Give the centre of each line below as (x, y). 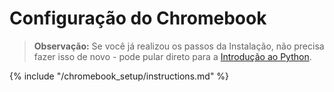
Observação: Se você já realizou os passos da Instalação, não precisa (179, 46)
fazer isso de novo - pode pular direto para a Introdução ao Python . (172, 56)
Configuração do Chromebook (138, 18)
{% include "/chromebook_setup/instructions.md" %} (119, 76)
